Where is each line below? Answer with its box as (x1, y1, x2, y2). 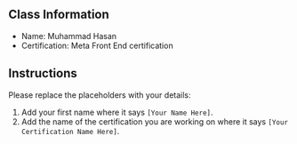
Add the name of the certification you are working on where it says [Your (20, 116, 288, 127)
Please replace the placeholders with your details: (8, 89, 192, 100)
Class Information (8, 7, 110, 22)
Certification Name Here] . (20, 125, 120, 136)
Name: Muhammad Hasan (20, 30, 117, 41)
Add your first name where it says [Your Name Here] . (20, 107, 214, 117)
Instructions (8, 66, 77, 81)
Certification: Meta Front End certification (20, 40, 174, 51)
